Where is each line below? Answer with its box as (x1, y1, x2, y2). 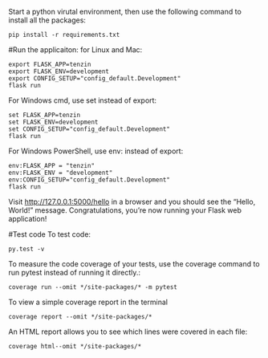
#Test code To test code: (8, 230, 91, 239)
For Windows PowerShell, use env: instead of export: (8, 146, 184, 156)
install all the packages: (8, 15, 87, 25)
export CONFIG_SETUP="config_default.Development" (8, 75, 181, 83)
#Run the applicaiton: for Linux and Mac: (8, 45, 143, 55)
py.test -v (8, 245, 45, 253)
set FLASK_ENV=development (8, 118, 99, 126)
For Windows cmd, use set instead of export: (8, 96, 157, 105)
